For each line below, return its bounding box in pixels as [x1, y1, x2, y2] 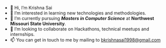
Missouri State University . [10, 20, 67, 26]
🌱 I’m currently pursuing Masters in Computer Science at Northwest [10, 15, 154, 21]
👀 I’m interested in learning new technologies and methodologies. [10, 10, 146, 16]
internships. [10, 31, 35, 37]
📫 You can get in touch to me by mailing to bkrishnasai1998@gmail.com [10, 37, 161, 42]
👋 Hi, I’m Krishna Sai [10, 5, 52, 10]
